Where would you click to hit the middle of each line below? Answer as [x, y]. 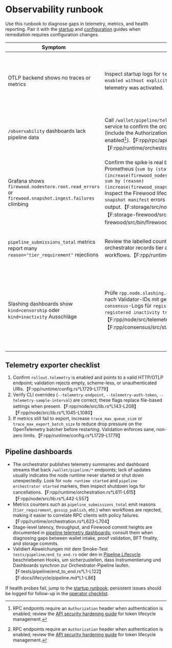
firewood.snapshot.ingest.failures [51, 198]
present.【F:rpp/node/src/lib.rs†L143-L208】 [91, 406]
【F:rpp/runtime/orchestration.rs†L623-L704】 [62, 521]
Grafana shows [26, 181]
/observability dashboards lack [47, 131]
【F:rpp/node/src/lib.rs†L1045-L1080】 [54, 413]
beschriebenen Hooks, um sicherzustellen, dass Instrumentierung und [87, 560]
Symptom [54, 47]
